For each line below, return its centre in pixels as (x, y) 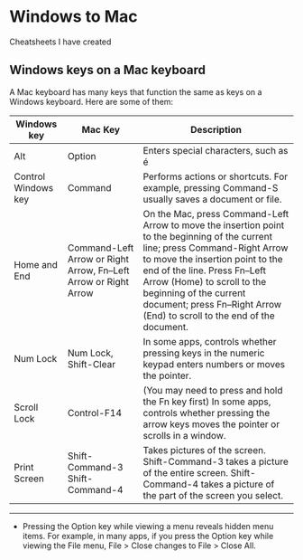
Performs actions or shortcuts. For (216, 176)
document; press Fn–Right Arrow (212, 304)
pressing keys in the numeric (204, 353)
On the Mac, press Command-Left (216, 214)
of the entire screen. (186, 472)
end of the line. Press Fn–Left (204, 271)
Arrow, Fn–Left (98, 271)
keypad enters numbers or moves (214, 364)
